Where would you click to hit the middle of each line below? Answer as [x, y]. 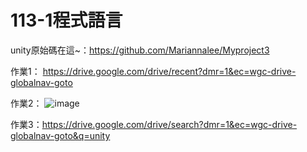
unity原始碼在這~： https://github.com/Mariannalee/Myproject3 [140, 50]
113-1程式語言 [66, 20]
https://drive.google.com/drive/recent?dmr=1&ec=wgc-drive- [169, 71]
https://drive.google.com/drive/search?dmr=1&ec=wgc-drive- [169, 124]
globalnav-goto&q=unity [60, 135]
